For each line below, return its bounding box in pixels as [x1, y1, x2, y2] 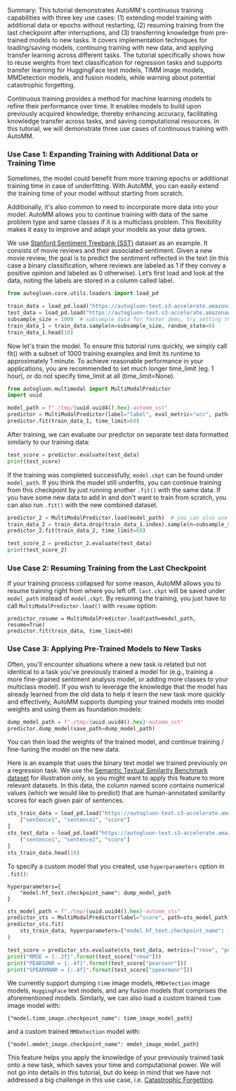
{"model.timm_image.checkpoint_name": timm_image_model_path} [7, 1015, 193, 1022]
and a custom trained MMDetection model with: [7, 1028, 140, 1036]
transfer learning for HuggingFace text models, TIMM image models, [7, 66, 206, 74]
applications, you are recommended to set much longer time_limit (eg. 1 [7, 364, 214, 373]
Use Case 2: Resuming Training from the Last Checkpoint [7, 563, 206, 573]
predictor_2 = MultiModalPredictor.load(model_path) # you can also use [7, 514, 228, 521]
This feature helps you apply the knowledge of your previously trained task [7, 1053, 225, 1062]
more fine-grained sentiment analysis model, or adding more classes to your [7, 675, 228, 683]
